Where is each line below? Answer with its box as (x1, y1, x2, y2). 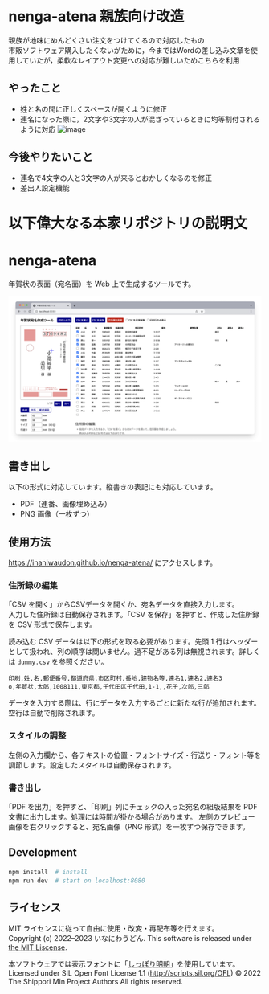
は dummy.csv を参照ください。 (8, 657, 108, 667)
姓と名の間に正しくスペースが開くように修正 (19, 104, 168, 113)
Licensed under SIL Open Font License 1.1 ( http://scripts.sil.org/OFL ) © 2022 (8, 968, 262, 978)
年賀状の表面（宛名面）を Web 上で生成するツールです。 (8, 279, 196, 288)
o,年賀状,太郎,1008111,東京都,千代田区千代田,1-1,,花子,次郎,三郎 (8, 683, 210, 691)
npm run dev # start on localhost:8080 (8, 877, 146, 885)
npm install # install (8, 868, 88, 876)
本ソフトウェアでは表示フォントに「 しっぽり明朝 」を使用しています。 (8, 959, 240, 969)
